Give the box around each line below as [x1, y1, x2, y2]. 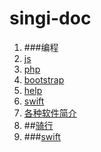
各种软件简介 [23, 107, 77, 119]
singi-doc [9, 7, 92, 30]
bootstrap [23, 73, 65, 86]
